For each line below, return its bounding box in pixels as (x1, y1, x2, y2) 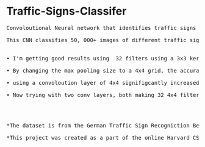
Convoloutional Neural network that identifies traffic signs (6, 24, 196, 31)
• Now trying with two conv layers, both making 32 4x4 (6, 91, 177, 98)
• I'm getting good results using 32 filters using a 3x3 (6, 55, 187, 62)
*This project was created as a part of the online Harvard (6, 134, 190, 141)
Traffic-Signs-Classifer (6, 4, 127, 18)
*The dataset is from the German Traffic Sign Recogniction (6, 122, 190, 129)
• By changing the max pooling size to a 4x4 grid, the (6, 67, 177, 74)
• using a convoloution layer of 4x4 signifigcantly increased (6, 79, 200, 86)
